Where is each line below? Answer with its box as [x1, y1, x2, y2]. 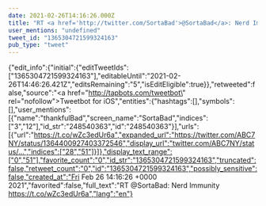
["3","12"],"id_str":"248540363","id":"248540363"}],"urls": [8, 122, 199, 132]
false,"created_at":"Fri [8, 172, 80, 182]
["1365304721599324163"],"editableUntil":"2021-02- [8, 71, 181, 81]
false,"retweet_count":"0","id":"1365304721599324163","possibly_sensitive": [8, 164, 258, 174]
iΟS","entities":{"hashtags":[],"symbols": [103, 97, 235, 106]
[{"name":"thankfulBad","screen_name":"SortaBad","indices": [8, 113, 208, 123]
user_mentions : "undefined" [8, 26, 101, 34]
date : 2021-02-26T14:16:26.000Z [8, 11, 115, 20]
